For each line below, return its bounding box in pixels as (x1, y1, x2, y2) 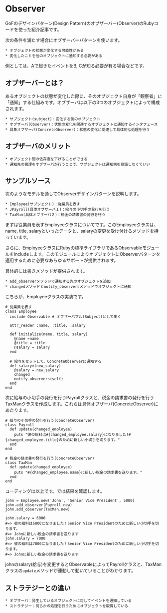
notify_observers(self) (14, 376, 64, 382)
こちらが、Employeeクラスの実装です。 (5, 294, 86, 300)
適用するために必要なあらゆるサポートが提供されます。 (5, 257, 119, 263)
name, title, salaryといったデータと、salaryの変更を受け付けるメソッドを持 (5, 228, 159, 234)
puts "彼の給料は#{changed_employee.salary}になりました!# (14, 432, 131, 437)
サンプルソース (5, 176, 51, 185)
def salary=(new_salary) (9, 363, 61, 368)
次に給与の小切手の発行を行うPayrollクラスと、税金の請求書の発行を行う (5, 395, 155, 401)
